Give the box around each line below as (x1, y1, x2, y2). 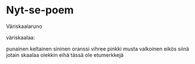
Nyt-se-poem (6, 3, 74, 17)
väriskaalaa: (6, 34, 35, 41)
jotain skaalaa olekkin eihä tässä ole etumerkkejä (6, 51, 124, 58)
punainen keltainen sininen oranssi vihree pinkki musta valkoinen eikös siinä (6, 45, 189, 52)
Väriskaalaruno (6, 23, 43, 30)
